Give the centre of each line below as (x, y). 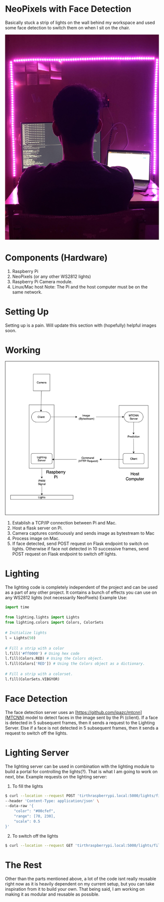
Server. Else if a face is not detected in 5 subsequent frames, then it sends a (82, 728)
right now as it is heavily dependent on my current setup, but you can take (80, 884)
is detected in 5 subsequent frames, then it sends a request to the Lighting (80, 723)
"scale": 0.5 (27, 821)
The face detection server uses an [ (41, 712)
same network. (27, 292)
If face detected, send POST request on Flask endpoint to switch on (80, 544)
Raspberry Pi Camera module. (42, 281)
